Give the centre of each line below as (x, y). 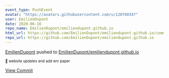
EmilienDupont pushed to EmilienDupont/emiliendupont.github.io (72, 52)
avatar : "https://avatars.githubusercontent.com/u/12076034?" (72, 14)
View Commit (19, 70)
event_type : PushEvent (29, 10)
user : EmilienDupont (27, 19)
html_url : (16, 33)
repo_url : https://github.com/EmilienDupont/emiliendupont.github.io (80, 38)
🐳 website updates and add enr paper (38, 61)
